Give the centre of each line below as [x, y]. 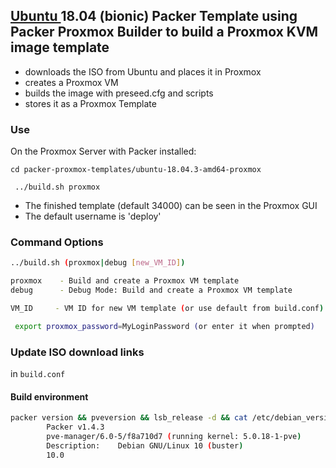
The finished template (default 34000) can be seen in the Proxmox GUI [171, 206]
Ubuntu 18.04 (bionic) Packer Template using [154, 16]
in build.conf [38, 374]
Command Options [57, 242]
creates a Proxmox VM [71, 82]
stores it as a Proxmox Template [90, 103]
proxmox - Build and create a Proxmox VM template [125, 281]
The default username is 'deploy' [93, 216]
